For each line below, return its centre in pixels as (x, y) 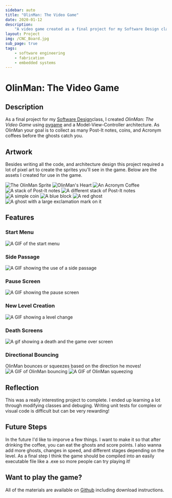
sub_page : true (21, 44)
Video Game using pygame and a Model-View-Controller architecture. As (82, 125)
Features (20, 218)
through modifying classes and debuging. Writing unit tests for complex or (84, 405)
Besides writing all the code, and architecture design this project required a (84, 164)
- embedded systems (35, 63)
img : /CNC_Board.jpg (27, 39)
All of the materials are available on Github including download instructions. (85, 490)
